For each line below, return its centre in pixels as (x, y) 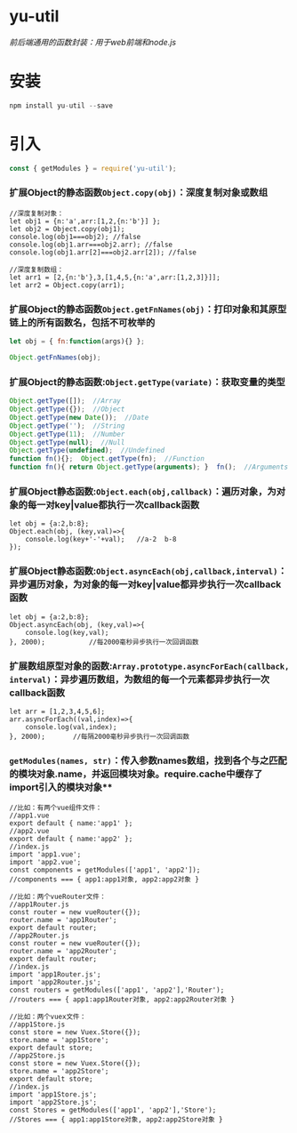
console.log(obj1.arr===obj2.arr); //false (91, 245)
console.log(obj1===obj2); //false (75, 237)
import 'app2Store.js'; (53, 1103)
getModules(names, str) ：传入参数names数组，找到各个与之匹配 (148, 760)
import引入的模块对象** (61, 787)
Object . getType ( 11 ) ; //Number (67, 434)
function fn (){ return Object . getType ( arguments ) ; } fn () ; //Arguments (149, 467)
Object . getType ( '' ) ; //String (67, 426)
